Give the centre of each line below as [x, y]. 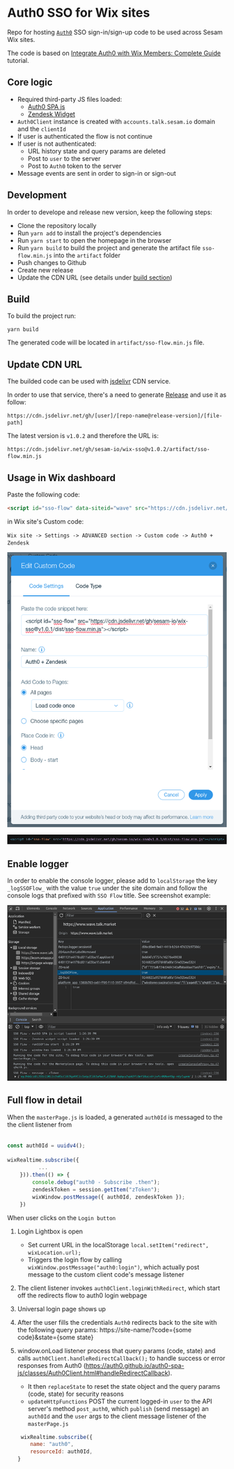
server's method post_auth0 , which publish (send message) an [118, 1408]
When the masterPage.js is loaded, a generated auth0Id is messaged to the [115, 1117]
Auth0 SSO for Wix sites [79, 13]
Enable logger [38, 863]
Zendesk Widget [51, 114]
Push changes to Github [52, 262]
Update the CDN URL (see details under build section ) [95, 277]
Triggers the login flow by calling [75, 1259]
